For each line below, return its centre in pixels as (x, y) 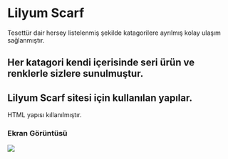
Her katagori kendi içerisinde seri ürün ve (101, 63)
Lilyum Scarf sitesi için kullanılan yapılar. (100, 98)
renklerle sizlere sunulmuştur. (76, 73)
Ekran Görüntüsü (37, 133)
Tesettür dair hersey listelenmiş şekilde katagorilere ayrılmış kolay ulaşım (114, 33)
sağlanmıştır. (26, 40)
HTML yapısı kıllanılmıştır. (45, 115)
